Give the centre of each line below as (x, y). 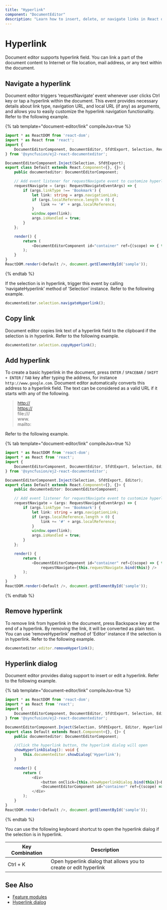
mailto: (24, 424)
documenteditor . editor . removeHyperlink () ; (50, 648)
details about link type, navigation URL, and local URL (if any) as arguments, (83, 106)
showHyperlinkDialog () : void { (46, 750)
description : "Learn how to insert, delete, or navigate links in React (82, 19)
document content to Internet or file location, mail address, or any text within (83, 63)
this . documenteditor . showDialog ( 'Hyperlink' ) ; (72, 755)
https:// (25, 408)
